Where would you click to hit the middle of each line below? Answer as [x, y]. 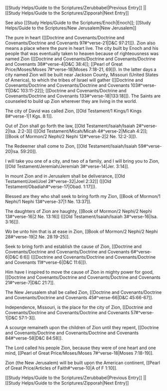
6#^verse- [141, 252]
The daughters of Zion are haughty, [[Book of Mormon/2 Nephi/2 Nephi [79, 211]
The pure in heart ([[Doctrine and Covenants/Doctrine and [65, 38]
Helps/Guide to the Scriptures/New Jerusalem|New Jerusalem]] [71, 28]
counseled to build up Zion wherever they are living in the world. [71, 101]
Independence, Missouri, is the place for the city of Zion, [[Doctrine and [79, 307]
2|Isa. [11, 131]
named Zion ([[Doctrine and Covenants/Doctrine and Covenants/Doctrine [81, 59]
